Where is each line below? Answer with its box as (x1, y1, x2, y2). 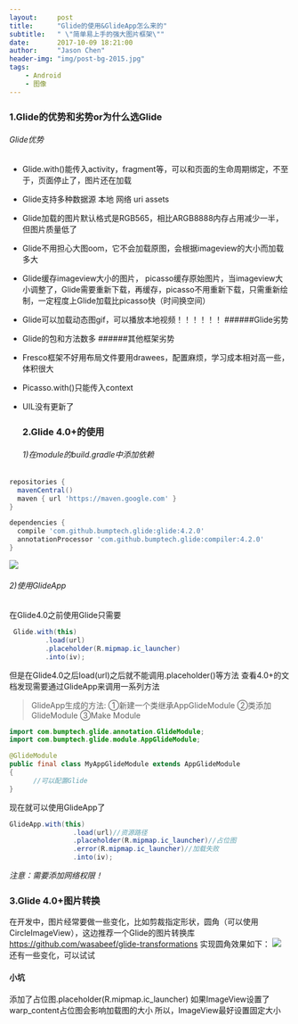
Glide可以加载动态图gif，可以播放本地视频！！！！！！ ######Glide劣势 (21, 314, 289, 325)
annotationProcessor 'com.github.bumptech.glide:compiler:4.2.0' (17, 535, 265, 544)
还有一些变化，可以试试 (9, 950, 95, 961)
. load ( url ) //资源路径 (72, 828, 149, 837)
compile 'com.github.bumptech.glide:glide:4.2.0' (17, 527, 205, 536)
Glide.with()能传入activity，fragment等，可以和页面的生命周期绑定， (21, 163, 273, 174)
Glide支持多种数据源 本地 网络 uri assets (21, 194, 170, 204)
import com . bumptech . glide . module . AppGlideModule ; (9, 735, 201, 745)
